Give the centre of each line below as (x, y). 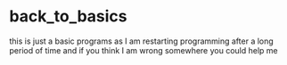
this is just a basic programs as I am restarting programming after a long (141, 41)
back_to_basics (68, 16)
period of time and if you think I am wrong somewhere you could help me (143, 50)
